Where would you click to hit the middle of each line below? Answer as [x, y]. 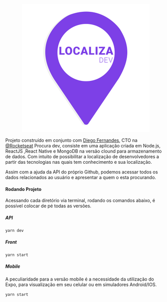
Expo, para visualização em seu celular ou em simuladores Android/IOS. [81, 285]
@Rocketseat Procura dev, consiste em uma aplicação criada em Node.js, [83, 146]
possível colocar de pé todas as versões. [49, 206]
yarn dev [15, 231]
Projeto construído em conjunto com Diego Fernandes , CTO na [71, 140]
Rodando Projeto [23, 189]
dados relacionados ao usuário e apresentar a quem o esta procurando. [81, 177]
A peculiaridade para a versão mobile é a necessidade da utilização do [80, 279]
